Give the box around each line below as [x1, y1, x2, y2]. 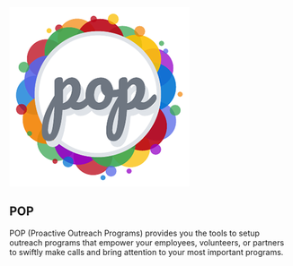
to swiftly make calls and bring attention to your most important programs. [9, 246, 284, 257]
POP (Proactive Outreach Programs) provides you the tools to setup [9, 227, 261, 238]
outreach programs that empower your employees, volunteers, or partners [9, 236, 285, 248]
